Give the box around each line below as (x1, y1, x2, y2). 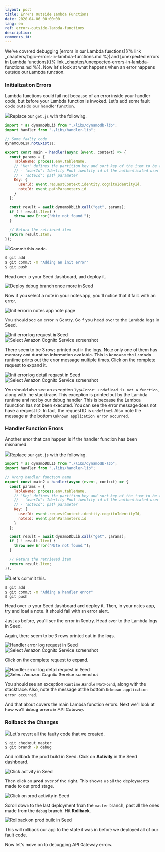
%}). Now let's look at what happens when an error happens (32, 64, 156, 70)
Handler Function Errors (5, 425, 64, 432)
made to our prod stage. (5, 783, 54, 789)
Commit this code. (10, 246, 47, 252)
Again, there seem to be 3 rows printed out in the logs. (5, 633, 115, 639)
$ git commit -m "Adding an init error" (5, 260, 89, 265)
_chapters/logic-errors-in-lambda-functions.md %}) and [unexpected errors (5, 53, 160, 59)
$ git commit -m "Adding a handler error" (5, 590, 93, 595)
